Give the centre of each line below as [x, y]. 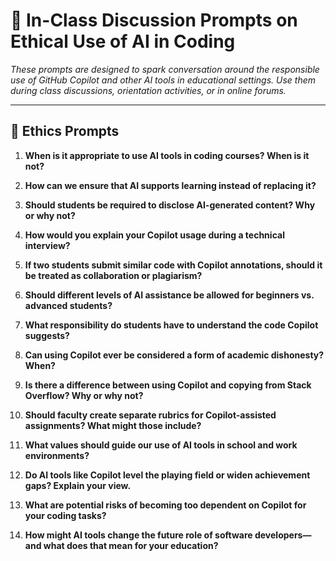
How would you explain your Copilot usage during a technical [154, 235]
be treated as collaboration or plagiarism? [113, 275]
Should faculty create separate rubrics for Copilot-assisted [150, 415]
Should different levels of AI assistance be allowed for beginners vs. [169, 295]
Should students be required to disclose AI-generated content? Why [170, 205]
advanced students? [68, 305]
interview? [47, 245]
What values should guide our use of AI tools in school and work [161, 445]
